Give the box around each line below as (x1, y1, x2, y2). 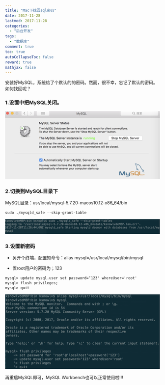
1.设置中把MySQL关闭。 (5, 99, 62, 106)
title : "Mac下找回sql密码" (5, 8, 56, 13)
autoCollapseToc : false (5, 55, 54, 59)
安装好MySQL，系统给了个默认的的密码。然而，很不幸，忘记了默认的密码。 (5, 80, 158, 85)
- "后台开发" (9, 28, 33, 34)
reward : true (5, 59, 32, 65)
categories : (5, 24, 29, 28)
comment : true (5, 44, 34, 49)
